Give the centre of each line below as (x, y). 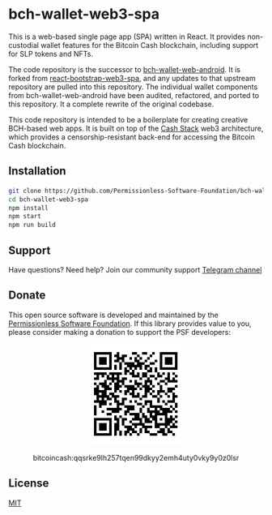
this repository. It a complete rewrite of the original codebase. (111, 104)
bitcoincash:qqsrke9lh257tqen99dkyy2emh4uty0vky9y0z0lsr (136, 457)
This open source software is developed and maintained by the (113, 315)
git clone (25, 191)
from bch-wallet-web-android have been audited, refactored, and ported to (134, 95)
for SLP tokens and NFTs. (51, 54)
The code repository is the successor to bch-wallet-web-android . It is (125, 69)
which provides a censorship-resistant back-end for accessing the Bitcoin (132, 137)
